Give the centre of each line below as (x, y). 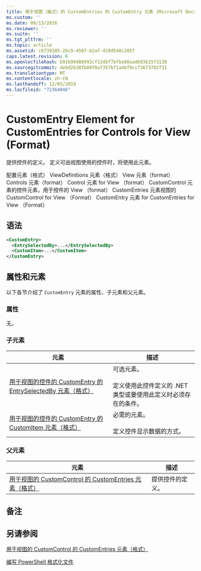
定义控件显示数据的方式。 (149, 431)
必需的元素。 (131, 415)
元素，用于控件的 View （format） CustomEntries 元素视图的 (101, 190)
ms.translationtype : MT (36, 73)
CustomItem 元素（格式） (45, 427)
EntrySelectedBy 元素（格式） (51, 391)
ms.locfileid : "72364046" (38, 90)
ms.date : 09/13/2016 (32, 23)
